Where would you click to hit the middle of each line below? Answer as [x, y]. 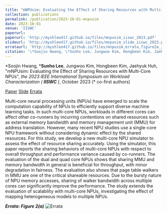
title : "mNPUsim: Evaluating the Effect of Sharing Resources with [77, 10]
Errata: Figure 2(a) [25, 206]
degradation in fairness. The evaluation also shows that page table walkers [82, 170]
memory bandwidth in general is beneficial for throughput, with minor [76, 165]
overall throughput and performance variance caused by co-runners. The [80, 154]
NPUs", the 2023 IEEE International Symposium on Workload [68, 76]
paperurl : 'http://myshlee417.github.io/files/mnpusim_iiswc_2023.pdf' [81, 38]
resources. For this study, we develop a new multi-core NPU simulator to [80, 138]
